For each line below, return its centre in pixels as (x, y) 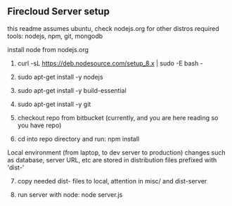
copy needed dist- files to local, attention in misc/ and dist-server (112, 181)
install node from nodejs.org (48, 49)
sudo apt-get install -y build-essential (72, 90)
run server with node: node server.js (70, 194)
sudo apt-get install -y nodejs (60, 77)
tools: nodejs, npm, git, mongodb (55, 36)
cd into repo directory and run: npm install (78, 139)
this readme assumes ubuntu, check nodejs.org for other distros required (113, 28)
